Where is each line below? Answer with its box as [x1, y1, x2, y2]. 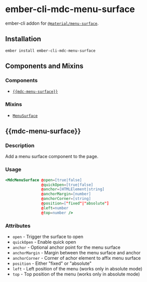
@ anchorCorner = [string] [41, 196, 92, 201]
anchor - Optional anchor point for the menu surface [12, 244, 121, 250]
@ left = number [41, 205, 69, 210]
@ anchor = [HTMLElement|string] [41, 187, 105, 192]
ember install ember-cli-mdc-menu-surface [5, 48, 96, 53]
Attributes [5, 222, 31, 229]
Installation [5, 35, 41, 43]
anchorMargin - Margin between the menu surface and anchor [12, 250, 141, 256]
